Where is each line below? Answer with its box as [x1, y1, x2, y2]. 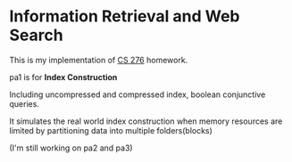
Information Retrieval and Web [9, 6, 240, 27]
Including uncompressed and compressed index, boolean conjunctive [9, 89, 266, 100]
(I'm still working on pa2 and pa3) [9, 142, 133, 153]
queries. [9, 98, 40, 109]
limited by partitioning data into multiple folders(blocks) [9, 125, 213, 135]
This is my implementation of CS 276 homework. [9, 54, 188, 65]
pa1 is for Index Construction [9, 71, 118, 82]
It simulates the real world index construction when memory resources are [9, 116, 283, 126]
